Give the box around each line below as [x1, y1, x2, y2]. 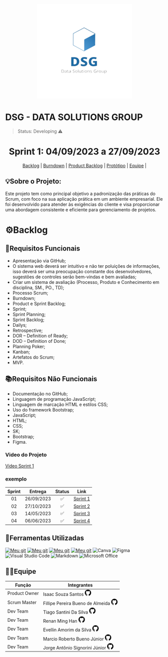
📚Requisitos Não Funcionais [5, 375, 98, 383]
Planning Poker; [12, 343, 46, 349]
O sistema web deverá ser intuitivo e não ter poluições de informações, [12, 263, 160, 269]
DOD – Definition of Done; [12, 338, 66, 344]
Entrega [29, 488, 47, 494]
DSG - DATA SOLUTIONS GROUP [5, 111, 143, 123]
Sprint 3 [73, 510, 91, 516]
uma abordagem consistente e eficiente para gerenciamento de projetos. [5, 206, 157, 213]
